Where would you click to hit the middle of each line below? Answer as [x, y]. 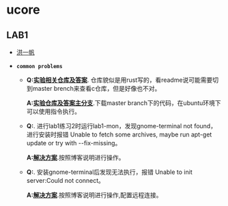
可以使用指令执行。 [54, 112]
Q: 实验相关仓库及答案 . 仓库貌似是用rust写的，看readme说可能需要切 [123, 80]
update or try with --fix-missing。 [74, 143]
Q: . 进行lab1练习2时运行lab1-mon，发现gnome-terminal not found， [121, 126]
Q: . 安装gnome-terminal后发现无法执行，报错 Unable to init [109, 172]
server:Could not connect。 [66, 180]
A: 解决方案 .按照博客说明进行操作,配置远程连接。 [94, 195]
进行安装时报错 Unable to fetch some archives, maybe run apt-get [119, 134]
